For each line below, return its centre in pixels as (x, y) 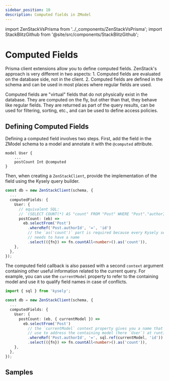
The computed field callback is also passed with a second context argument (84, 266)
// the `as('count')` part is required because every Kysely (93, 233)
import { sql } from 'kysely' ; (38, 291)
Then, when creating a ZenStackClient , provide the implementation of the (81, 176)
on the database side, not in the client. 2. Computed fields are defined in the (84, 79)
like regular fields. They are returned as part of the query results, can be (80, 105)
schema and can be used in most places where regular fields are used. (79, 85)
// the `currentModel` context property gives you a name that (95, 329)
